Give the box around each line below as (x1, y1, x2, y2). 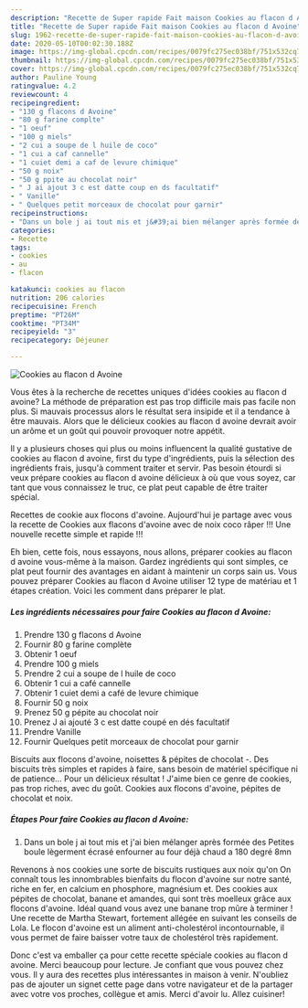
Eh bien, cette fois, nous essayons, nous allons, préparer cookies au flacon (10, 546, 292, 557)
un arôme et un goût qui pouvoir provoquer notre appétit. (10, 426, 226, 436)
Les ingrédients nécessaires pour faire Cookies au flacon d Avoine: (10, 606, 271, 617)
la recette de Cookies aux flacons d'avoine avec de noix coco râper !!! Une (10, 519, 292, 530)
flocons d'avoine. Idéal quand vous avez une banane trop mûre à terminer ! (10, 902, 293, 914)
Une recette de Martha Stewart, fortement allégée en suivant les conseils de (10, 912, 298, 923)
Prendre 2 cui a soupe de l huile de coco (23, 668, 176, 679)
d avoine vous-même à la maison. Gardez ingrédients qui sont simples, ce (10, 557, 289, 567)
